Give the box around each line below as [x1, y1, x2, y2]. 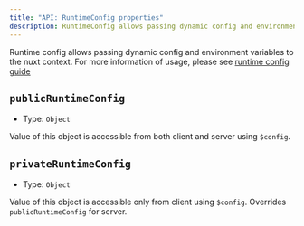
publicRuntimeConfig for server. [9, 206, 128, 217]
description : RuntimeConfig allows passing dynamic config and [9, 22, 253, 31]
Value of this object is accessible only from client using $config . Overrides [9, 196, 287, 208]
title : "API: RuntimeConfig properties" [9, 13, 165, 23]
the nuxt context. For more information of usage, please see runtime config [9, 56, 290, 67]
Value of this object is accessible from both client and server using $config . [9, 131, 291, 142]
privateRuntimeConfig [9, 157, 131, 170]
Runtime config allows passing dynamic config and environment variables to [9, 46, 294, 57]
